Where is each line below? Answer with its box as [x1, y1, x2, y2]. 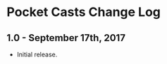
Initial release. [16, 50, 58, 58]
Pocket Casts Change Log [6, 4, 161, 20]
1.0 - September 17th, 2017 [6, 32, 126, 44]
